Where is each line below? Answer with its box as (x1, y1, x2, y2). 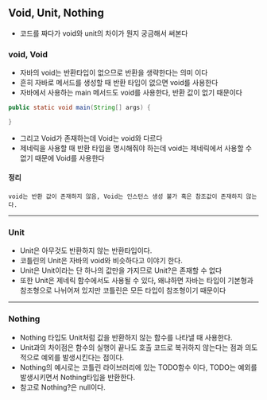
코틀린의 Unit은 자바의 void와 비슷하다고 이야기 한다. (19, 256, 183, 266)
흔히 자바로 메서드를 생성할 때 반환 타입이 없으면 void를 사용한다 (19, 78, 219, 87)
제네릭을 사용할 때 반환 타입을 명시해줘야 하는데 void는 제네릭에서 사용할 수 (19, 143, 253, 153)
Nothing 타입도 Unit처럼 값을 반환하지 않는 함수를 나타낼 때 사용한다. (19, 332, 233, 342)
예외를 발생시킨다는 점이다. (41, 352, 125, 362)
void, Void (8, 49, 48, 60)
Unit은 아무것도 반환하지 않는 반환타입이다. (19, 246, 153, 255)
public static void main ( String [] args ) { (8, 103, 151, 112)
